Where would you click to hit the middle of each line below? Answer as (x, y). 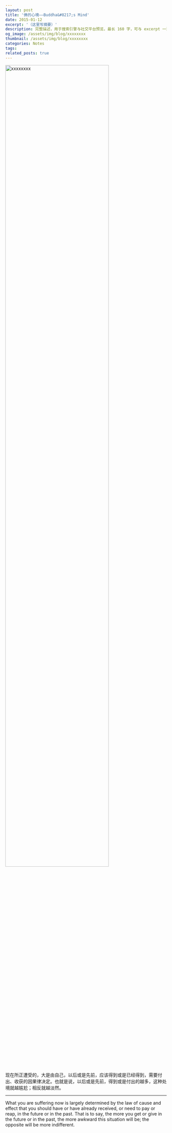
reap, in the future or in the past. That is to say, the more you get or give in (84, 1113)
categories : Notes (25, 44)
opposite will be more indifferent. (40, 1125)
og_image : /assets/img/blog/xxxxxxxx (46, 34)
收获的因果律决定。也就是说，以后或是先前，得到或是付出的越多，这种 (88, 1081)
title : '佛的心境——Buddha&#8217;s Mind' (47, 15)
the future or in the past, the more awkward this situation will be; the (77, 1119)
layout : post (19, 10)
